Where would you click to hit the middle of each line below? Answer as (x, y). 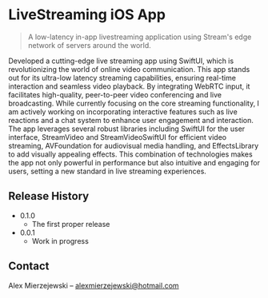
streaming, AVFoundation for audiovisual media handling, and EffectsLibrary (133, 145)
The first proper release (71, 224)
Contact (29, 266)
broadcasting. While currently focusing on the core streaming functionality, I (134, 103)
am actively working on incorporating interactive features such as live (123, 111)
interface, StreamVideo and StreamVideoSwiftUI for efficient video (117, 137)
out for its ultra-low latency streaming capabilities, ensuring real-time (122, 77)
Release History (49, 196)
